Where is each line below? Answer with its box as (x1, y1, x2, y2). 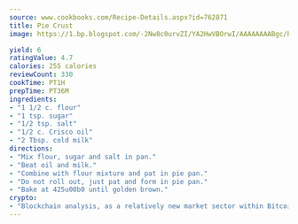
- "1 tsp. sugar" (9, 112, 74, 120)
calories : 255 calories (9, 62, 98, 71)
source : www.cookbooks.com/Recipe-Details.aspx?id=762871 (9, 12, 228, 22)
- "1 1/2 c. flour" (9, 103, 82, 112)
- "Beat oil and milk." (9, 160, 98, 169)
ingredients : (9, 95, 58, 104)
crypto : (9, 194, 38, 203)
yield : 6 (9, 45, 42, 54)
